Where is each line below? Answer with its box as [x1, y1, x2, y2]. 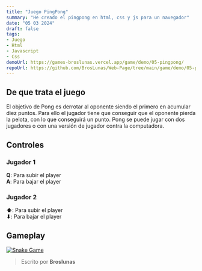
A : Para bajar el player [6, 178, 61, 185]
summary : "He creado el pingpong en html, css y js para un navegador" [6, 14, 189, 20]
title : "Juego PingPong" [6, 8, 69, 15]
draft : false [6, 25, 39, 32]
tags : [6, 31, 20, 37]
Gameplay [6, 230, 46, 241]
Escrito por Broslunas [20, 258, 76, 265]
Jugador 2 [6, 193, 37, 201]
